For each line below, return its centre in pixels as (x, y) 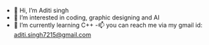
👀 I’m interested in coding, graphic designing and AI (86, 17)
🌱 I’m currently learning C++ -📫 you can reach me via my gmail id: (108, 25)
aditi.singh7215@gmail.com (52, 35)
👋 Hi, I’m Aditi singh (41, 10)
